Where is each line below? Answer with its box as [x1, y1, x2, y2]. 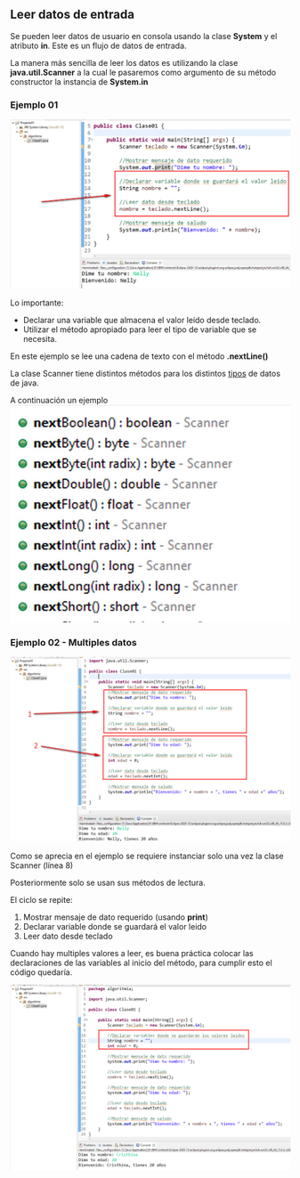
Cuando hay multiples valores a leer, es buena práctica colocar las [10, 947, 254, 958]
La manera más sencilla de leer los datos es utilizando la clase [10, 57, 239, 68]
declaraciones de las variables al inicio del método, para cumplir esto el [10, 957, 272, 968]
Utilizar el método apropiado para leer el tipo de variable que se [22, 324, 257, 335]
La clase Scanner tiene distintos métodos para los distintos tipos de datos [10, 368, 281, 378]
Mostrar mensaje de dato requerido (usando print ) [22, 912, 208, 922]
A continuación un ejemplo [10, 394, 109, 405]
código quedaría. [10, 966, 73, 978]
